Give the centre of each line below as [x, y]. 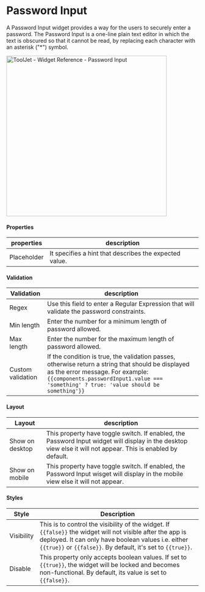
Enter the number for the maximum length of [111, 339]
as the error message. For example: [98, 372]
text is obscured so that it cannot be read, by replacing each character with [101, 40]
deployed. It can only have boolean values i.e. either [114, 539]
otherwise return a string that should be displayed [119, 364]
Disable [20, 568]
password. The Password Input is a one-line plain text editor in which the [98, 34]
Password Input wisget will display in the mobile [114, 473]
